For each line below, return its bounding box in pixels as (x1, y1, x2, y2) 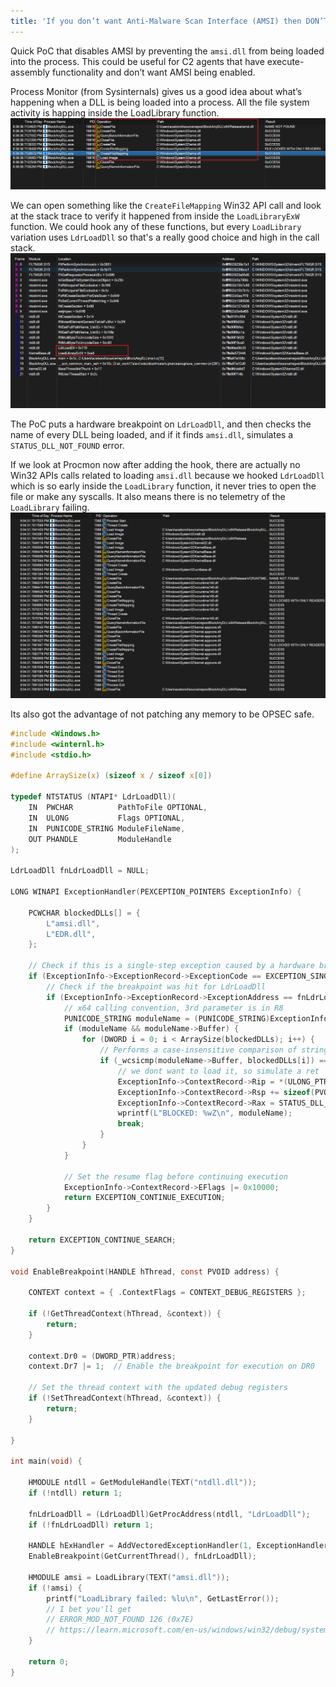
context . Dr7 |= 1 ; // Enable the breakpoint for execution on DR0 (28, 1361, 315, 1372)
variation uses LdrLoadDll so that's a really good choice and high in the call (10, 231, 320, 244)
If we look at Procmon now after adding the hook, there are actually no (10, 458, 301, 470)
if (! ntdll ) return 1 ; (28, 1488, 123, 1498)
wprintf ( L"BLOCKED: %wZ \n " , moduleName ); (117, 1108, 293, 1119)
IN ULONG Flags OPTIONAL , (28, 813, 186, 823)
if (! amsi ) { (28, 1583, 83, 1593)
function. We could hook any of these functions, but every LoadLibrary (10, 221, 302, 233)
